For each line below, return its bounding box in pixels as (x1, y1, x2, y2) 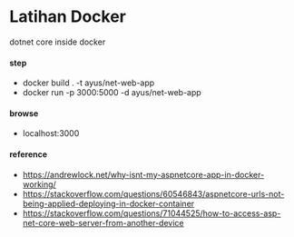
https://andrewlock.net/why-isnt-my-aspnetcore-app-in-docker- (22, 169, 265, 180)
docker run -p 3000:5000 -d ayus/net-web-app (22, 87, 201, 98)
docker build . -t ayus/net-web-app (22, 77, 155, 88)
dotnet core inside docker (9, 36, 106, 47)
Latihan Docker (9, 6, 127, 27)
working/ (22, 179, 56, 190)
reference (9, 148, 48, 160)
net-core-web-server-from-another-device (22, 217, 184, 228)
